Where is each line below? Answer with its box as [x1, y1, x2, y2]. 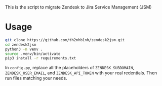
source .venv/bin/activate [5, 51, 61, 56]
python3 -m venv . [5, 47, 43, 52]
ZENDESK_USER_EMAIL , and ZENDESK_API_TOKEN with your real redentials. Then [5, 70, 157, 76]
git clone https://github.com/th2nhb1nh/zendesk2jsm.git [5, 37, 125, 42]
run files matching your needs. [5, 75, 68, 81]
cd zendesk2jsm [5, 42, 37, 47]
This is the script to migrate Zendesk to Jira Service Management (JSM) [5, 4, 152, 10]
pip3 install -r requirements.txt [5, 56, 77, 61]
